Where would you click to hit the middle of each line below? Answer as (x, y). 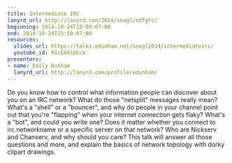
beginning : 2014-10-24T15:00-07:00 (59, 27)
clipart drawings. (31, 152)
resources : (23, 40)
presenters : (24, 59)
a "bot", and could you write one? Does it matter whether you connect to (111, 122)
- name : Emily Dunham (39, 66)
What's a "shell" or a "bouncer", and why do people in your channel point (113, 107)
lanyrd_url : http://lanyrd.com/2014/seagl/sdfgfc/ (82, 20)
